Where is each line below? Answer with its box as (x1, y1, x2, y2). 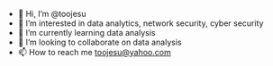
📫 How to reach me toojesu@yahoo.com (17, 47, 171, 57)
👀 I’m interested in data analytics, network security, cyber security (17, 18, 264, 29)
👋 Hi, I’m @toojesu (17, 9, 86, 19)
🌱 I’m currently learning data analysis (17, 28, 156, 37)
